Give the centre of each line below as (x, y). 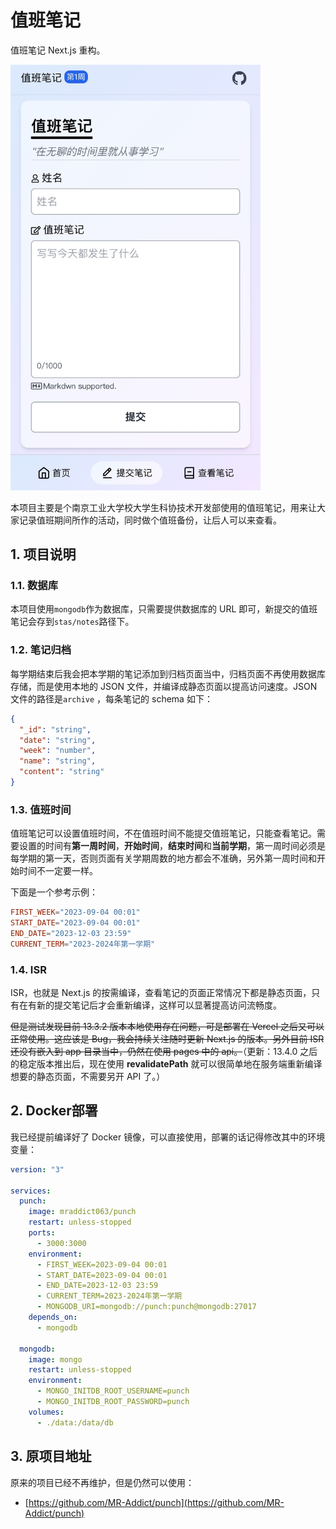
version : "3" (37, 1169)
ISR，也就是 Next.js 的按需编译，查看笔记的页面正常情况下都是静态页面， (161, 992)
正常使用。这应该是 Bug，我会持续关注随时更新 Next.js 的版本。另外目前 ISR (167, 1039)
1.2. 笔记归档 (41, 650)
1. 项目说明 (43, 554)
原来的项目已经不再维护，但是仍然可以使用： (102, 1482)
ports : (42, 1233)
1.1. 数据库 (34, 586)
